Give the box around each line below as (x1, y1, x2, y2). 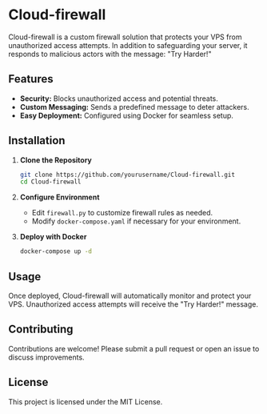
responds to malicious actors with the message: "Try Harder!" (8, 49, 212, 58)
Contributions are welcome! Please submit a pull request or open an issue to (8, 344, 260, 353)
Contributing (8, 323, 74, 336)
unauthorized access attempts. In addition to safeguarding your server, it (8, 40, 248, 50)
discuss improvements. (8, 352, 86, 362)
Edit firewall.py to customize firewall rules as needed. (31, 208, 213, 218)
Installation (8, 134, 66, 147)
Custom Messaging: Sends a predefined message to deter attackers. (19, 102, 249, 111)
